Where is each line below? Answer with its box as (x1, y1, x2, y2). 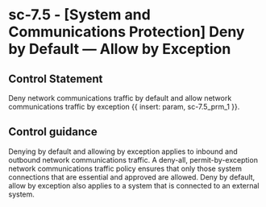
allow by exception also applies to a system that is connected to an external (8, 180, 260, 190)
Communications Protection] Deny (8, 23, 245, 41)
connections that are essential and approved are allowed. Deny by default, (8, 172, 256, 182)
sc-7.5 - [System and (8, 6, 151, 24)
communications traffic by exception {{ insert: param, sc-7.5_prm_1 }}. (8, 102, 240, 111)
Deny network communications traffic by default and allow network (8, 93, 232, 102)
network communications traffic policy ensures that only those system (8, 164, 242, 173)
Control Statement (8, 72, 103, 85)
